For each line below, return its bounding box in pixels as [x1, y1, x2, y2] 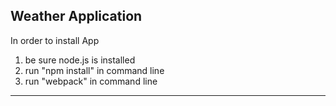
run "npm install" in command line [24, 64, 165, 76]
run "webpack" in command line [24, 75, 158, 87]
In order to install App [10, 34, 100, 46]
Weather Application [10, 8, 143, 25]
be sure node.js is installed [24, 54, 136, 66]
